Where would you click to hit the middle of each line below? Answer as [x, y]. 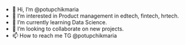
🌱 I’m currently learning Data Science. [60, 22]
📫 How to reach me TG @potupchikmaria [65, 36]
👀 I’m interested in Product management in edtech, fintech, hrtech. [96, 16]
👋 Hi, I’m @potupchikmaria [45, 9]
